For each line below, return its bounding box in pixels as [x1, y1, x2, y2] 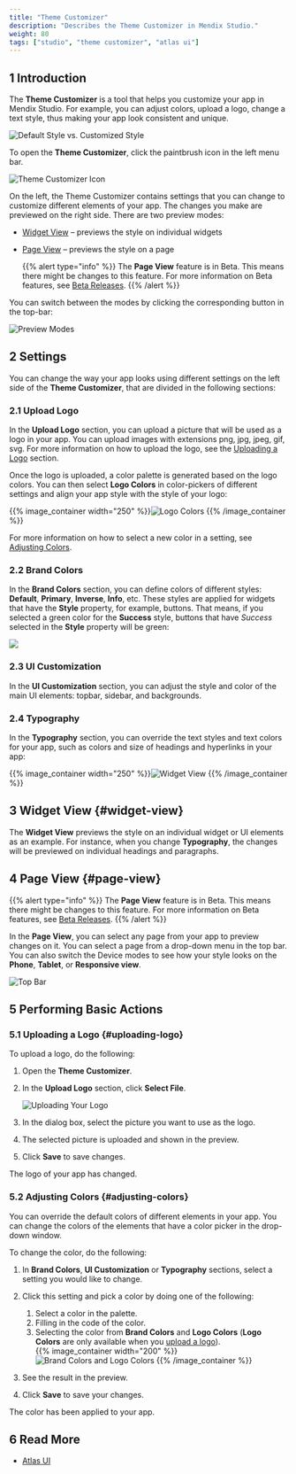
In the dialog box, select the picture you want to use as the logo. [21, 1117, 256, 1128]
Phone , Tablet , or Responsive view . [9, 958, 141, 970]
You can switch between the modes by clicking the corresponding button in [9, 298, 285, 308]
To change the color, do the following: [9, 1246, 148, 1258]
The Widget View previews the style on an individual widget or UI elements [9, 826, 285, 837]
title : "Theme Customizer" [9, 12, 109, 22]
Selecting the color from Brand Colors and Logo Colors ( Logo [34, 1326, 262, 1338]
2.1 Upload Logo [9, 404, 80, 416]
